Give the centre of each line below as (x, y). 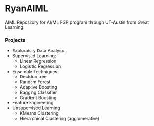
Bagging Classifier (38, 92)
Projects (15, 40)
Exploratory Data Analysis (38, 51)
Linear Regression (38, 61)
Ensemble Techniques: (35, 72)
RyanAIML (27, 9)
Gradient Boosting (38, 98)
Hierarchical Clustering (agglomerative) (60, 119)
